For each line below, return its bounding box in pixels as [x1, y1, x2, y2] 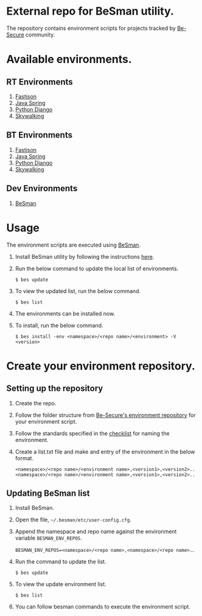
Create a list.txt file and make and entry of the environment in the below [15, 448, 195, 455]
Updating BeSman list [6, 488, 90, 498]
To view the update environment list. [15, 581, 106, 588]
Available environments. [6, 53, 132, 67]
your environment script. [15, 418, 77, 425]
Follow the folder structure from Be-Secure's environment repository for [15, 411, 196, 419]
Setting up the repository [6, 383, 103, 394]
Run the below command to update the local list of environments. [15, 264, 179, 272]
